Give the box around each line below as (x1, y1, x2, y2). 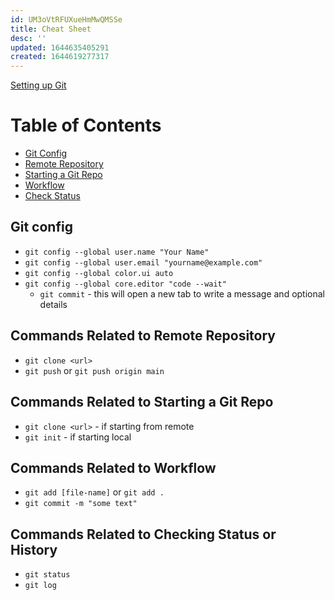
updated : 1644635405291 (10, 42, 110, 53)
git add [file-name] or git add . (24, 486, 165, 498)
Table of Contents (10, 114, 162, 137)
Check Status (24, 190, 81, 202)
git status (24, 570, 71, 580)
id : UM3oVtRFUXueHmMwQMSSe (10, 14, 123, 25)
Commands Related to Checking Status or (10, 526, 277, 543)
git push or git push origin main (24, 364, 165, 376)
